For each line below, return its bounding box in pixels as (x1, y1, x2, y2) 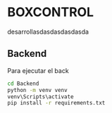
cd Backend (7, 80, 39, 87)
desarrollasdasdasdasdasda (7, 27, 89, 36)
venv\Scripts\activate (7, 93, 74, 100)
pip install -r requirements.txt (7, 100, 106, 107)
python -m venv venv (7, 86, 68, 93)
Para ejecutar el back (7, 66, 69, 74)
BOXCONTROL (7, 4, 94, 20)
